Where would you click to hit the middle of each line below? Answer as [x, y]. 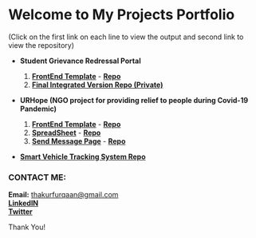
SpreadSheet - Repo [66, 133]
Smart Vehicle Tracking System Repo [83, 157]
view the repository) [41, 45]
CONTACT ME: [37, 177]
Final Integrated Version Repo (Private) [97, 85]
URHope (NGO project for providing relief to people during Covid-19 [134, 100]
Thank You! [27, 227]
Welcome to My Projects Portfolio [122, 15]
